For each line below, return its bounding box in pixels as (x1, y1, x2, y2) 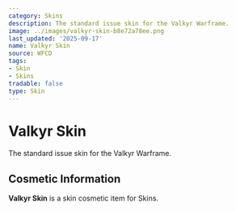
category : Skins (8, 11, 63, 20)
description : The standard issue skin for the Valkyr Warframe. (8, 19, 230, 27)
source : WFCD (8, 49, 53, 57)
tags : (8, 57, 27, 65)
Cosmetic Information (8, 171, 121, 186)
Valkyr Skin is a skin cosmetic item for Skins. (8, 193, 159, 203)
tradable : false (8, 79, 63, 87)
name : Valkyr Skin (8, 42, 70, 50)
